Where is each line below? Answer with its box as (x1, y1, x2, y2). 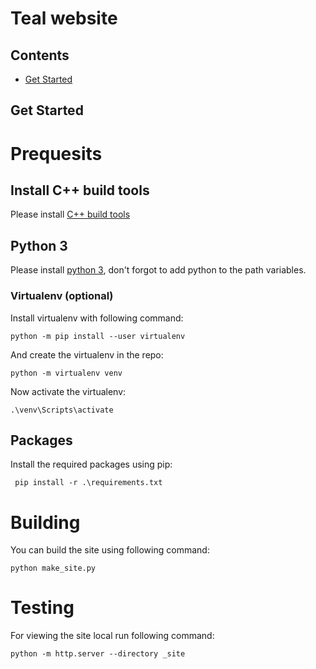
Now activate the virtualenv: (10, 385, 127, 397)
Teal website (10, 7, 118, 30)
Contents (10, 47, 70, 64)
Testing (10, 597, 75, 619)
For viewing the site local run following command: (10, 630, 215, 642)
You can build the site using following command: (10, 544, 210, 556)
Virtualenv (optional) (10, 289, 114, 303)
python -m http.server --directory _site (10, 649, 186, 659)
